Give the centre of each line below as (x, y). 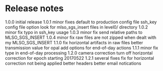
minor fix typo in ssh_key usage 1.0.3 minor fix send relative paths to (74, 32)
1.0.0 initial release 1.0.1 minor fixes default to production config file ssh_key (81, 22)
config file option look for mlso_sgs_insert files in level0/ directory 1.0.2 (76, 27)
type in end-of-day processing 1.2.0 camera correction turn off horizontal (79, 53)
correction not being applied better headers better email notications (73, 63)
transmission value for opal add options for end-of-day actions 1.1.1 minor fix (82, 48)
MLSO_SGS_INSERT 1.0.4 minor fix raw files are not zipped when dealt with (81, 37)
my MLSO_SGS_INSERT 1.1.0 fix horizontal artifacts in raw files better (74, 42)
